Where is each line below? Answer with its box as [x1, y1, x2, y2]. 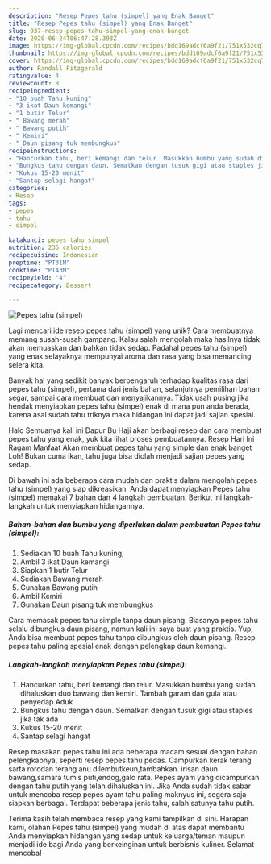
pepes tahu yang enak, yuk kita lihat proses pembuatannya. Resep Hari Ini [8, 434, 255, 444]
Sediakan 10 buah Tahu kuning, [19, 549, 124, 559]
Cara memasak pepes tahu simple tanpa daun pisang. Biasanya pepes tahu [8, 616, 258, 625]
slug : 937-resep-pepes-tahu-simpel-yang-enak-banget [8, 27, 190, 35]
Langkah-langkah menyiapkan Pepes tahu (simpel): [8, 659, 187, 669]
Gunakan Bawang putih [19, 583, 98, 592]
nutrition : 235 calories [8, 243, 92, 252]
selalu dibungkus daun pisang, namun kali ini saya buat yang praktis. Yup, [8, 624, 254, 633]
